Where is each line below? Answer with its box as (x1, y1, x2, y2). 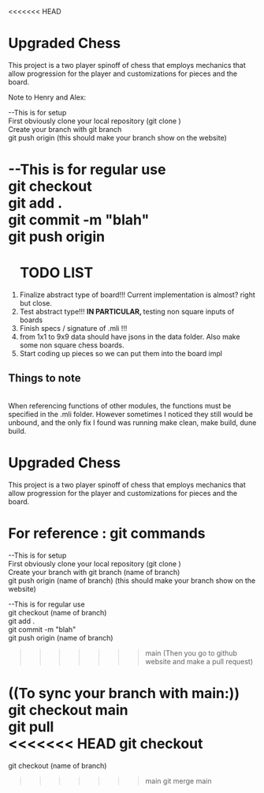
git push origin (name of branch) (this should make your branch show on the (8, 576, 256, 585)
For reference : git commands (8, 524, 206, 542)
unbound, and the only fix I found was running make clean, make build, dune (8, 418, 257, 427)
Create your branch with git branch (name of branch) (8, 567, 180, 577)
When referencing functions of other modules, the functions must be (8, 400, 232, 410)
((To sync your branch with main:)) (8, 684, 240, 702)
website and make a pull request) (145, 656, 254, 666)
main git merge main (145, 776, 212, 785)
